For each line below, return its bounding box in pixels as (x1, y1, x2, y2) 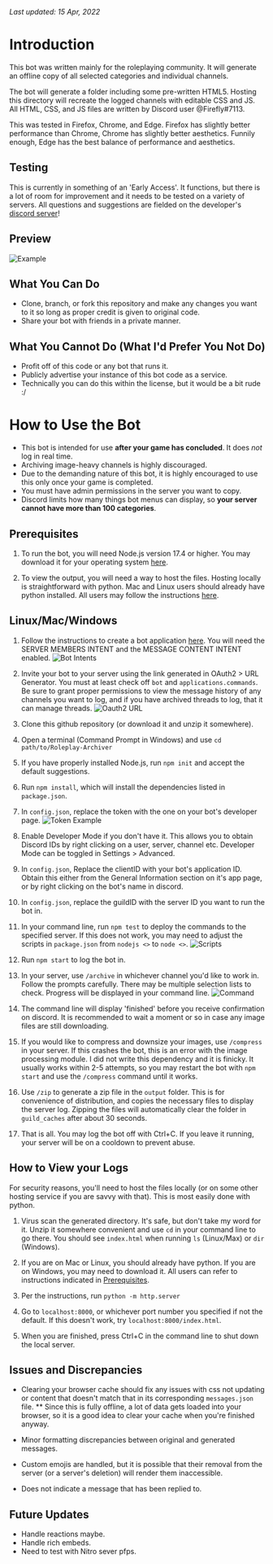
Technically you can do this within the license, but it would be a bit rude (20, 379, 261, 389)
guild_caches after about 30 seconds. (20, 1113, 148, 1122)
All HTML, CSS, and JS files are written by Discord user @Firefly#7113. (9, 103, 245, 113)
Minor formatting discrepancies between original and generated (20, 1435, 236, 1445)
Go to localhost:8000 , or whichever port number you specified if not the (20, 1307, 263, 1316)
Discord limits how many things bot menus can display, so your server (20, 494, 258, 504)
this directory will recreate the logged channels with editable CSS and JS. (9, 95, 255, 105)
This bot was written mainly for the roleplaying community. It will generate (9, 62, 257, 72)
